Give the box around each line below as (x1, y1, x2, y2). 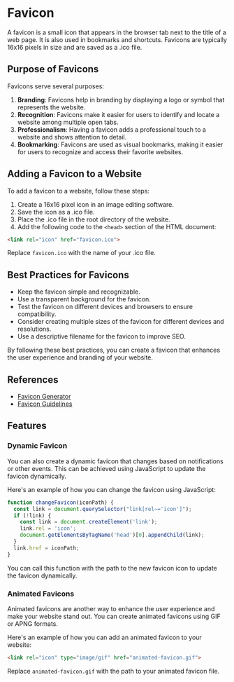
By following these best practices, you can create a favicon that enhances (7, 346, 221, 355)
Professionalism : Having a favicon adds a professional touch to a (17, 125, 206, 134)
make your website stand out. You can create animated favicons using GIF (7, 612, 221, 620)
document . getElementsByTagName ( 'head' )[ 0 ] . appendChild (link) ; (20, 531, 205, 539)
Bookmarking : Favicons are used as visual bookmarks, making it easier (17, 140, 224, 149)
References (7, 374, 59, 386)
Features (7, 420, 47, 432)
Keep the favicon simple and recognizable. (17, 287, 141, 296)
